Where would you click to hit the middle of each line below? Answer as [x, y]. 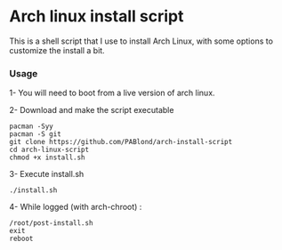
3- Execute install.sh [47, 174]
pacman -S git [36, 134]
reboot [21, 239]
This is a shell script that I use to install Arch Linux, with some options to [141, 41]
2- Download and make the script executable [92, 110]
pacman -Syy [31, 126]
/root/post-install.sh [51, 223]
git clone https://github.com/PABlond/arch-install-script [121, 142]
